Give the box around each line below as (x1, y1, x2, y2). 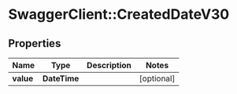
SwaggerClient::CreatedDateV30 (8, 5, 230, 23)
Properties (8, 37, 61, 50)
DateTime (42, 73, 80, 84)
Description (86, 60, 132, 70)
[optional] (139, 73, 176, 84)
